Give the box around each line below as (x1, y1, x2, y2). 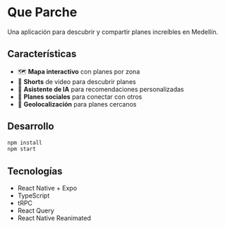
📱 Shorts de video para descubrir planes (17, 77, 136, 85)
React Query (17, 206, 54, 215)
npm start (7, 145, 37, 152)
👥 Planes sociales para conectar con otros (17, 92, 142, 101)
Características (7, 48, 77, 60)
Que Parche (7, 4, 78, 20)
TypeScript (17, 191, 50, 200)
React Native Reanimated (17, 214, 92, 222)
